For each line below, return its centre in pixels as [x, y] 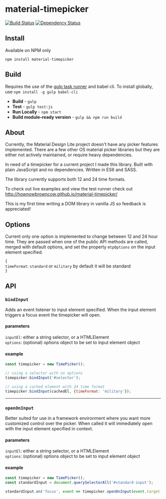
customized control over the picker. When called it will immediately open [79, 423]
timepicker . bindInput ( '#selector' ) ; [43, 378]
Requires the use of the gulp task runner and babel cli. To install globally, [79, 86]
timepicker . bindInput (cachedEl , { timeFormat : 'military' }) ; [68, 391]
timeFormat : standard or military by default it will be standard [68, 266]
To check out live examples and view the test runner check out [69, 189]
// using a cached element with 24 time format [55, 387]
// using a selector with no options [44, 373]
